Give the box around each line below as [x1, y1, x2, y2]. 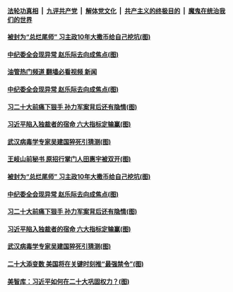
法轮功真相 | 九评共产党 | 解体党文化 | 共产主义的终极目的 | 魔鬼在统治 [7, 6, 220, 15]
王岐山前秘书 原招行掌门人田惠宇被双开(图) [7, 155, 131, 164]
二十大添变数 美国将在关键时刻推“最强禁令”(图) [7, 260, 144, 268]
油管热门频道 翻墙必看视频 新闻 [7, 68, 97, 76]
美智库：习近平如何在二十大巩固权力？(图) [7, 277, 130, 286]
